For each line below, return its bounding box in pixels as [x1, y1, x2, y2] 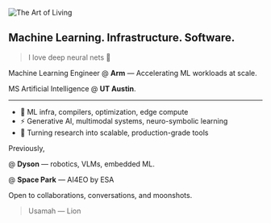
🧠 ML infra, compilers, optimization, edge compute [19, 107, 189, 116]
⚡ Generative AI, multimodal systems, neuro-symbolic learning [19, 116, 228, 125]
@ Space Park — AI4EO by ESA [8, 175, 115, 184]
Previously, [8, 143, 45, 153]
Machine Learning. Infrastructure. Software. [8, 31, 236, 44]
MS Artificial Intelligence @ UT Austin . [8, 83, 136, 93]
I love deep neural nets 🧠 [27, 53, 111, 62]
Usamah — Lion [27, 206, 81, 216]
